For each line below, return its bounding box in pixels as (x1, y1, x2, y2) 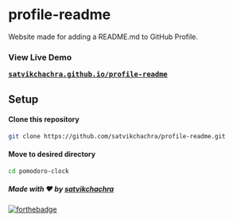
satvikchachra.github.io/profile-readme (8, 70, 169, 79)
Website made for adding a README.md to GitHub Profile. (8, 32, 199, 41)
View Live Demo (8, 52, 72, 63)
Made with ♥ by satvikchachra (8, 185, 115, 194)
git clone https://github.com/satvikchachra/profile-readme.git (8, 132, 226, 140)
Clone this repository (8, 115, 80, 124)
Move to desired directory (8, 150, 96, 159)
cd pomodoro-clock (8, 167, 69, 175)
